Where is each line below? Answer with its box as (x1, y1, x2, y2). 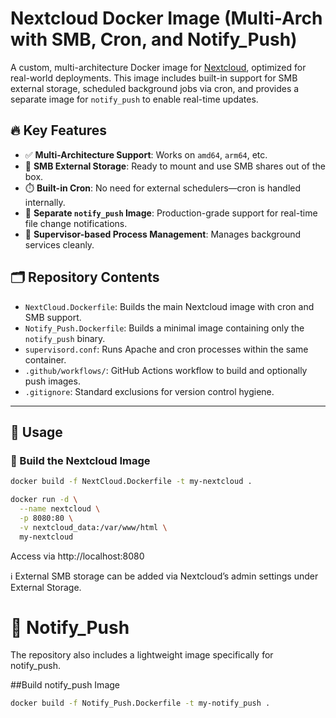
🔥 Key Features (10, 122, 108, 139)
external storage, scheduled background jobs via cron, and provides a (10, 82, 300, 94)
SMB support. (24, 311, 82, 323)
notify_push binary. (24, 332, 106, 344)
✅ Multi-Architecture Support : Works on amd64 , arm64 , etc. (24, 148, 268, 161)
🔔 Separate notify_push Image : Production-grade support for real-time (24, 207, 318, 219)
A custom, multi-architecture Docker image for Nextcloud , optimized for (10, 61, 307, 73)
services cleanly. (24, 238, 95, 251)
